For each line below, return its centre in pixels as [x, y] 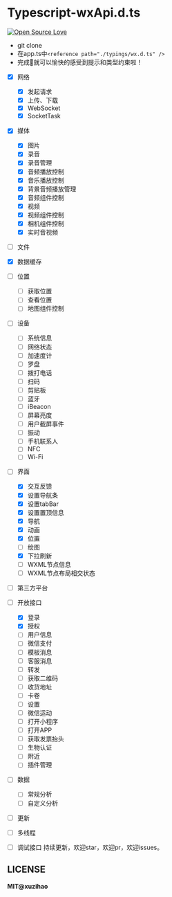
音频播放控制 [46, 172]
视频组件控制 [46, 215]
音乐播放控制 [46, 180]
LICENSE [27, 870]
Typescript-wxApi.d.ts [74, 13]
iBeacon [39, 406]
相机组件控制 [46, 224]
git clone [30, 45]
